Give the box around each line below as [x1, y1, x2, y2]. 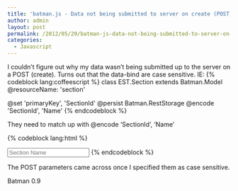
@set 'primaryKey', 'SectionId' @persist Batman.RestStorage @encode [7, 99, 215, 107]
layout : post [7, 23, 46, 30]
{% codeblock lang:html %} [7, 134, 89, 142]
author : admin [7, 17, 50, 24]
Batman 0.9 [7, 177, 41, 185]
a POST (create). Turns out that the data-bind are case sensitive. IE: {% [7, 70, 215, 79]
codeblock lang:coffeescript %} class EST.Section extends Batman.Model [7, 78, 223, 86]
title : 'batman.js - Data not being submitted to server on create [7, 10, 211, 18]
